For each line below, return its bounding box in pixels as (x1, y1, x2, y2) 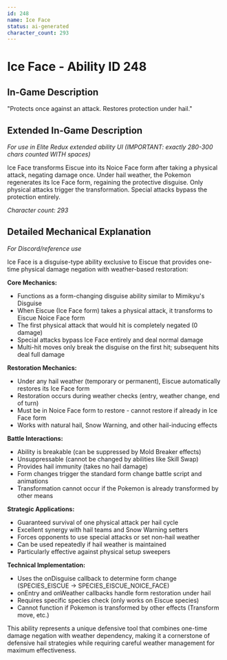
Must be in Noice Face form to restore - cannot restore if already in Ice (17, 406, 218, 414)
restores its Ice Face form (17, 384, 90, 393)
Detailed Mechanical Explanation (7, 226, 151, 238)
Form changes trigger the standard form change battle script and (17, 469, 202, 477)
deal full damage (17, 350, 65, 358)
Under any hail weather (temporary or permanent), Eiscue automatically (17, 377, 221, 385)
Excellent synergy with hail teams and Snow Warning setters (17, 525, 188, 534)
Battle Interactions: (7, 434, 63, 442)
